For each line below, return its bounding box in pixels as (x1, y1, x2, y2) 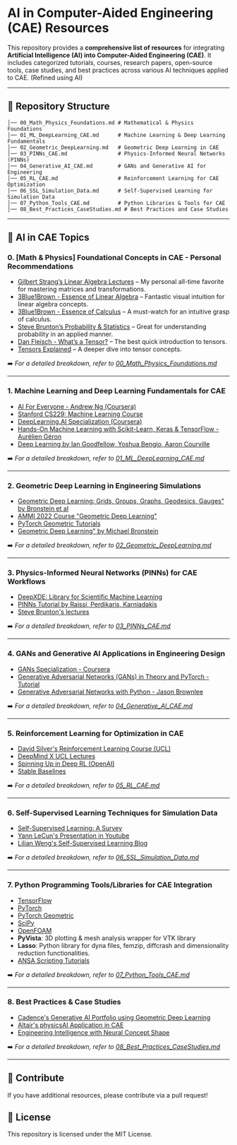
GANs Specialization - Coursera (17, 665, 111, 673)
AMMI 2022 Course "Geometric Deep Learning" (17, 512, 157, 521)
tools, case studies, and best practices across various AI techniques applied (7, 66, 229, 74)
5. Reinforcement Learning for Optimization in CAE (7, 728, 184, 738)
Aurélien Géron (17, 432, 62, 441)
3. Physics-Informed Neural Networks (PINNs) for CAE (7, 567, 197, 577)
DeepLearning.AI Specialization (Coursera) (17, 417, 142, 425)
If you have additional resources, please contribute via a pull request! (7, 1091, 208, 1099)
